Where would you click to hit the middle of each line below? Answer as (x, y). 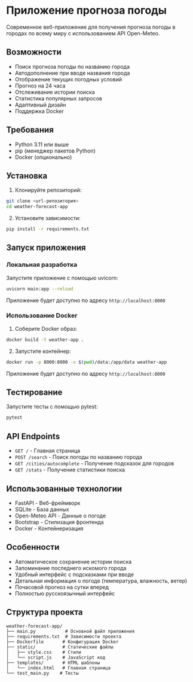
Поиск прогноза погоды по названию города (72, 66)
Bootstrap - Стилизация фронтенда (59, 522)
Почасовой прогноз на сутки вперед (62, 587)
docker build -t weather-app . (45, 340)
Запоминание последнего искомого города (71, 568)
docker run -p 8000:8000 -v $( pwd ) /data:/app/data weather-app (87, 362)
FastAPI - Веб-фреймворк (48, 503)
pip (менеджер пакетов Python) (55, 151)
